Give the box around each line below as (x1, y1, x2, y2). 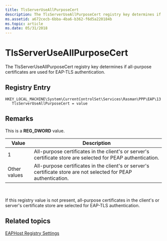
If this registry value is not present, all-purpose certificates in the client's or (5, 197, 160, 203)
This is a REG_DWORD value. (5, 127, 65, 133)
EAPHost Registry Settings (5, 230, 60, 236)
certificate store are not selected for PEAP (34, 168, 132, 175)
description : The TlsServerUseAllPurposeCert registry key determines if (5, 12, 162, 17)
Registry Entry (5, 83, 51, 92)
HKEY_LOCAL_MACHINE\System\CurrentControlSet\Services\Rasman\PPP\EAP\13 (5, 97, 162, 102)
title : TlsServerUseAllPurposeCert (5, 7, 79, 12)
